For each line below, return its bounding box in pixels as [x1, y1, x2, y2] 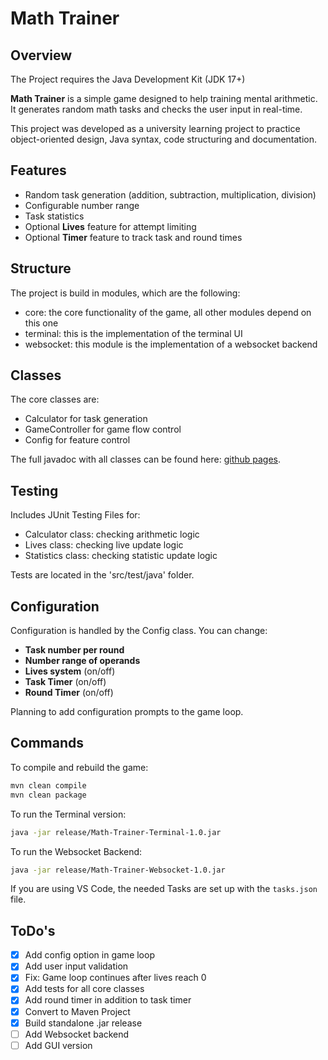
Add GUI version [24, 1039, 93, 1051]
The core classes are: [10, 393, 100, 406]
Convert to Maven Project [24, 1005, 131, 1017]
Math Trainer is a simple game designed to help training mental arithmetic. [10, 93, 318, 104]
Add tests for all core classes [24, 983, 145, 995]
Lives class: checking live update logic [24, 539, 184, 551]
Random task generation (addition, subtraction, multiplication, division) [24, 188, 317, 201]
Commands [10, 735, 85, 752]
